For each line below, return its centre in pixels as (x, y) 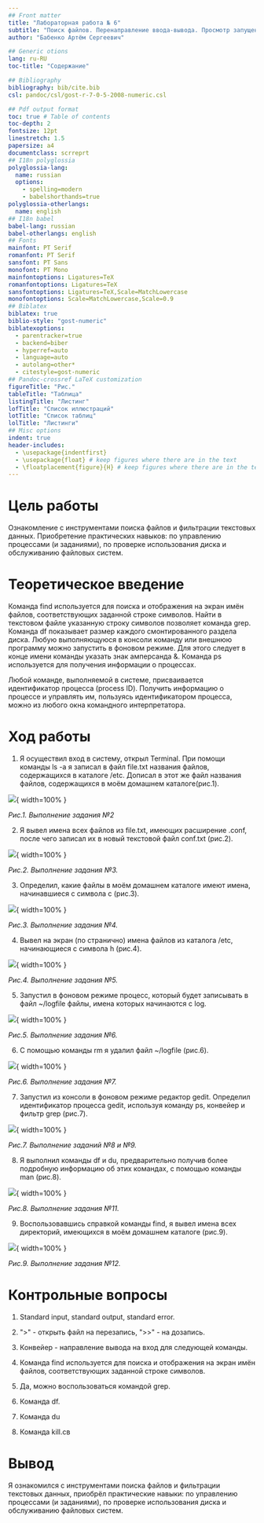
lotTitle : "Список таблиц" (52, 416)
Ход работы (49, 737)
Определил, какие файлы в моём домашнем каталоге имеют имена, (135, 886)
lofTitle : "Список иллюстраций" (61, 409)
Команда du (40, 1417)
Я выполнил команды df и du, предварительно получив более (123, 1161)
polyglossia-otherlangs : (49, 204)
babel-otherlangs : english (52, 233)
